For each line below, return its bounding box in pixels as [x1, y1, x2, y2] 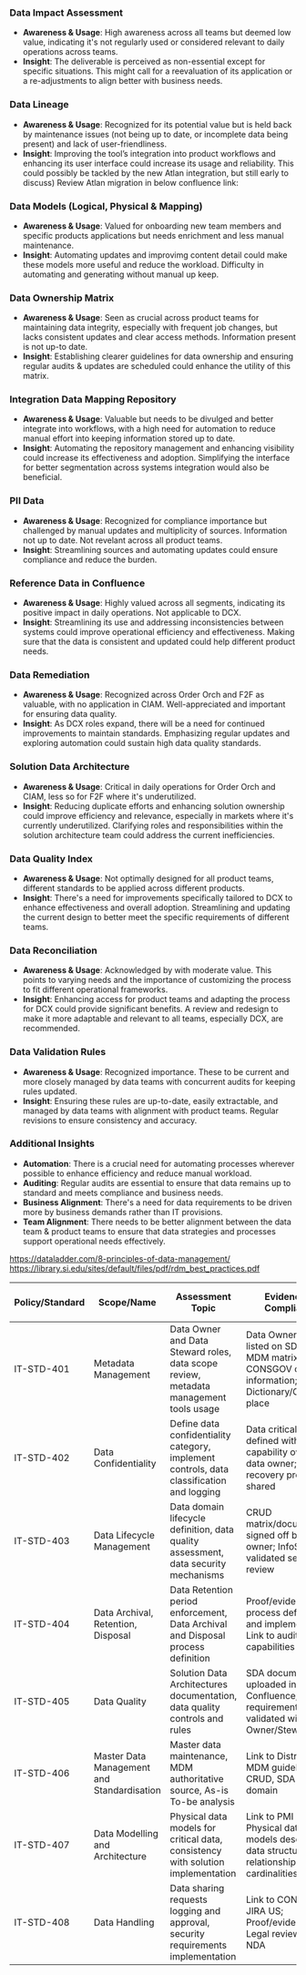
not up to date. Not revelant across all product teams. [22, 535, 223, 546]
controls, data [169, 1462, 229, 1475]
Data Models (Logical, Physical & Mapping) [9, 200, 203, 212]
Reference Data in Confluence [9, 577, 146, 589]
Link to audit [245, 1629, 299, 1642]
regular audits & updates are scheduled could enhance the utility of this [22, 361, 291, 372]
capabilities [245, 1640, 295, 1653]
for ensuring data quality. [22, 709, 117, 720]
